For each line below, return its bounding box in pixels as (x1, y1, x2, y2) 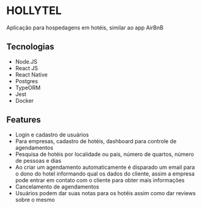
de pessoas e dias (15, 157, 62, 164)
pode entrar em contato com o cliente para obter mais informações (15, 176, 185, 184)
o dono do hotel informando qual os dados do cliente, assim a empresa (15, 169, 195, 177)
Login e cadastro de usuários (15, 131, 89, 138)
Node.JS (15, 58, 38, 65)
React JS (15, 64, 39, 72)
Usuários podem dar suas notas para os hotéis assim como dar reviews (15, 189, 196, 196)
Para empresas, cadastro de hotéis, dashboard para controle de (15, 137, 177, 144)
